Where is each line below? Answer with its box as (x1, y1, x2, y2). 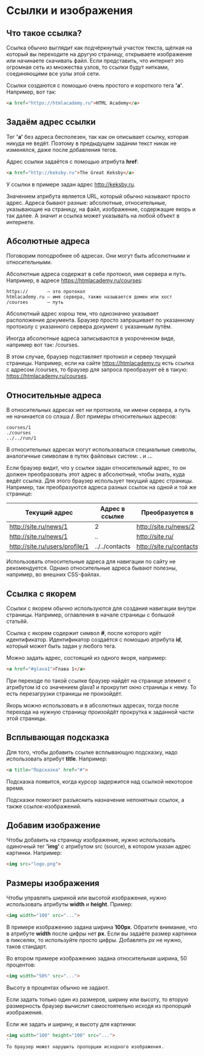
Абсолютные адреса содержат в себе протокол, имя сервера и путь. (6, 271, 187, 278)
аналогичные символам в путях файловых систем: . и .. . (6, 452, 153, 460)
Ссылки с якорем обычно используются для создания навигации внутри (6, 604, 196, 612)
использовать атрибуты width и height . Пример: (6, 901, 133, 908)
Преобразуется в (141, 508, 194, 517)
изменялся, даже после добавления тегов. (6, 146, 118, 153)
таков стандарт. (6, 943, 47, 950)
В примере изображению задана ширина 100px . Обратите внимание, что (6, 923, 197, 930)
